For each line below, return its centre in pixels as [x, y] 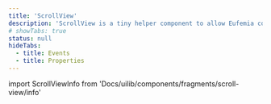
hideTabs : [25, 46]
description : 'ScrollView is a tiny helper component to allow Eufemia [131, 23]
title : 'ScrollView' [43, 16]
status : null [30, 38]
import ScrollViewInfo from [53, 83]
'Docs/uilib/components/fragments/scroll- [169, 83]
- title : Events [43, 53]
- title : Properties [50, 61]
